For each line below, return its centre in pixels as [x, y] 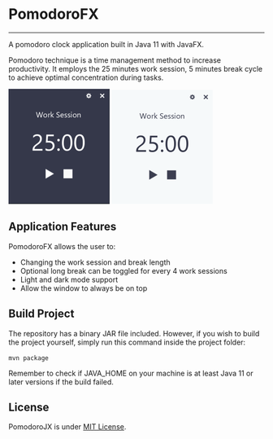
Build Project [41, 314]
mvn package [28, 358]
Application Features [63, 227]
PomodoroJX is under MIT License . [67, 427]
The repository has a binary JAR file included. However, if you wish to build [134, 333]
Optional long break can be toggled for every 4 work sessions [123, 270]
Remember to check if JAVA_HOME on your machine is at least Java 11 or [131, 373]
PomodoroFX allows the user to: [62, 246]
